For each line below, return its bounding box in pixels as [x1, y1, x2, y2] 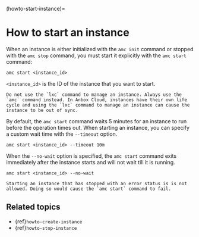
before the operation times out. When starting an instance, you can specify [6, 124, 190, 131]
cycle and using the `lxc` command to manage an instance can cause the [6, 102, 190, 108]
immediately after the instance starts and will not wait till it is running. [6, 158, 175, 166]
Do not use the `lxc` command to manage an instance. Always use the [6, 92, 182, 98]
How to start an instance [6, 26, 129, 39]
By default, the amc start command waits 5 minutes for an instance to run [6, 117, 187, 124]
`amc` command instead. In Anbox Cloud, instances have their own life [6, 96, 187, 103]
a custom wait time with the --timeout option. [6, 130, 118, 138]
